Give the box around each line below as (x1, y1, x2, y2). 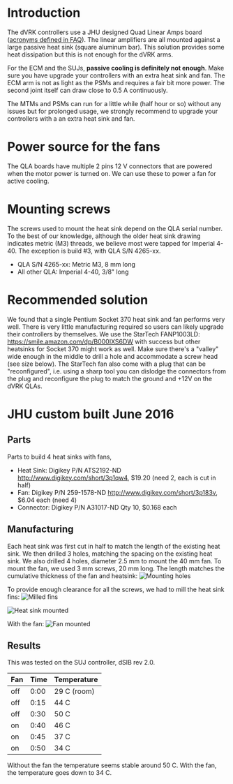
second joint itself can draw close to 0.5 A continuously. (7, 86, 169, 94)
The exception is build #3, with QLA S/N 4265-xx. (18, 246, 161, 255)
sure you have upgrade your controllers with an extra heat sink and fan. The (7, 71, 225, 80)
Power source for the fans (7, 139, 160, 155)
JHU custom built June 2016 (7, 406, 174, 422)
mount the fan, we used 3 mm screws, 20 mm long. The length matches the (7, 564, 225, 572)
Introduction (7, 5, 81, 21)
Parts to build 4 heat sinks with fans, (7, 452, 112, 461)
